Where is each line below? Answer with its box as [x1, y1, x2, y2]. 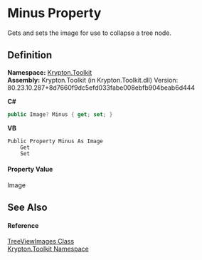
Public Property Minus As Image [7, 137, 103, 145]
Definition [7, 49, 52, 61]
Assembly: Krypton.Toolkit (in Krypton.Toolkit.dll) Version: [7, 76, 179, 84]
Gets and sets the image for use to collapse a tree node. [7, 28, 172, 37]
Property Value [7, 165, 53, 174]
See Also [7, 202, 48, 214]
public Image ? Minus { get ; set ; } [7, 110, 113, 118]
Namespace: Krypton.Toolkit [7, 68, 92, 76]
